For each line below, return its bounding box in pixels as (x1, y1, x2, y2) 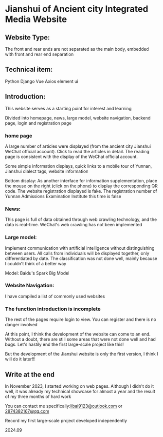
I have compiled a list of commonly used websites (5, 293, 105, 299)
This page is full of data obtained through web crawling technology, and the (5, 217, 157, 222)
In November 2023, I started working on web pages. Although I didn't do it (5, 383, 154, 389)
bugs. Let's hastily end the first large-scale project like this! (5, 341, 124, 347)
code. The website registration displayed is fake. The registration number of (5, 188, 157, 194)
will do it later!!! (5, 356, 36, 362)
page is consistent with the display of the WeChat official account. (5, 154, 138, 159)
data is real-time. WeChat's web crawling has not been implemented (5, 222, 143, 228)
